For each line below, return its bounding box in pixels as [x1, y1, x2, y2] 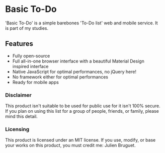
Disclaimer [5, 91, 32, 98]
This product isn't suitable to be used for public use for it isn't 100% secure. [5, 103, 161, 109]
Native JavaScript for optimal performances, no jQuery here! [12, 69, 137, 75]
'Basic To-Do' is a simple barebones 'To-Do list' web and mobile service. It [5, 20, 158, 26]
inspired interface [12, 63, 49, 69]
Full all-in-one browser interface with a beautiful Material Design [12, 58, 145, 64]
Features [5, 40, 33, 48]
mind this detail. [5, 113, 38, 120]
